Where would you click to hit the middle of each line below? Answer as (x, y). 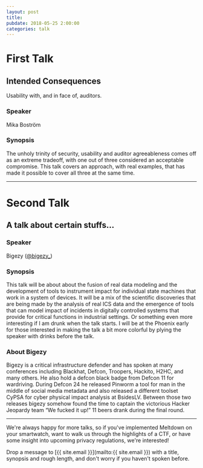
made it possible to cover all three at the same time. (70, 173)
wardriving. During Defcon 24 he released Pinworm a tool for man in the (96, 384)
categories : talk (28, 29)
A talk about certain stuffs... (60, 225)
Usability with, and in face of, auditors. (54, 96)
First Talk (30, 59)
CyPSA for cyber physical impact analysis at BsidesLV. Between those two (99, 397)
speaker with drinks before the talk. (50, 336)
